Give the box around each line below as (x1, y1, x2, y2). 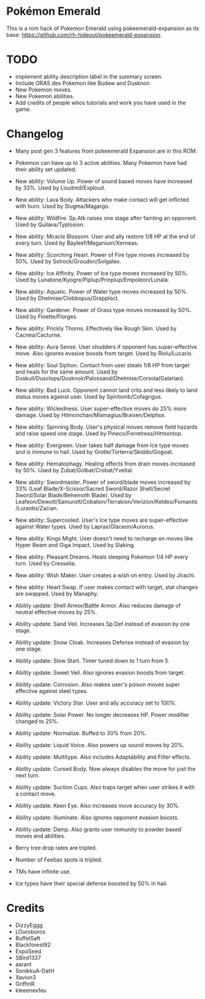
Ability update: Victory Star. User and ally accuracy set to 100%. (15, 699, 177, 706)
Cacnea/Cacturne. (15, 331, 62, 339)
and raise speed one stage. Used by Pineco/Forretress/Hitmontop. (15, 429, 183, 437)
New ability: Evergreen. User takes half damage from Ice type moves (15, 442, 189, 449)
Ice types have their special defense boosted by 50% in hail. (15, 879, 168, 887)
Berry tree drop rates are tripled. (15, 844, 97, 851)
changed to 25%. (15, 718, 59, 725)
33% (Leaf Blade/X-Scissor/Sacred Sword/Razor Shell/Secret (15, 484, 171, 492)
